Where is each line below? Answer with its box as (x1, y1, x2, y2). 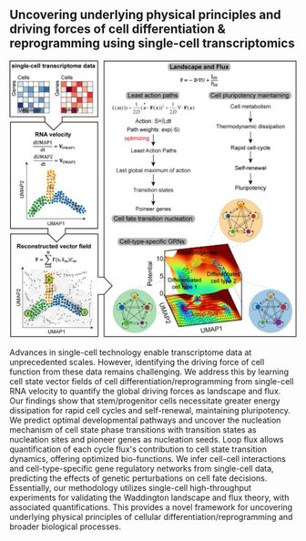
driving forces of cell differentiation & (9, 22, 226, 37)
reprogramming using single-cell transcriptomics (9, 36, 295, 51)
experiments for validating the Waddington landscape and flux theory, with (9, 492, 290, 503)
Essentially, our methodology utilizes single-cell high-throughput (9, 482, 252, 493)
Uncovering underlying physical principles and (9, 7, 281, 23)
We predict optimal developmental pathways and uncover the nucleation (9, 414, 281, 425)
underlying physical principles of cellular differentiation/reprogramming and (9, 511, 293, 522)
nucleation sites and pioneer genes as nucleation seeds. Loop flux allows (9, 434, 284, 444)
